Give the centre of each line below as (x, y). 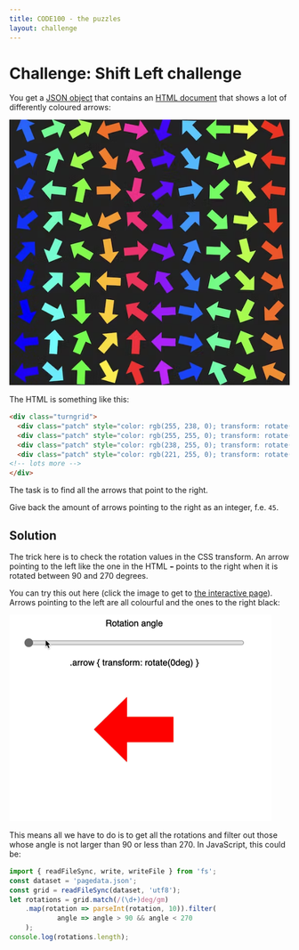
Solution (33, 536)
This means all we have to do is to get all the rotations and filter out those (144, 835)
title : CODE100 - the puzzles (65, 19)
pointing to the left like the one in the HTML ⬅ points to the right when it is (144, 566)
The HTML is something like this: (69, 400)
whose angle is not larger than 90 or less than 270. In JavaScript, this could (148, 844)
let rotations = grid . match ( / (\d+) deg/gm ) (89, 899)
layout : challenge (43, 28)
